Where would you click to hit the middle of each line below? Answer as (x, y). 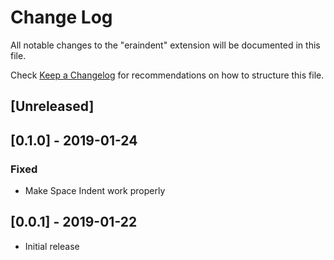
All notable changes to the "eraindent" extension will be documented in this (165, 45)
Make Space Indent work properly (95, 191)
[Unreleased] (52, 106)
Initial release (52, 246)
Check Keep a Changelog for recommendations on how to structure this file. (167, 75)
